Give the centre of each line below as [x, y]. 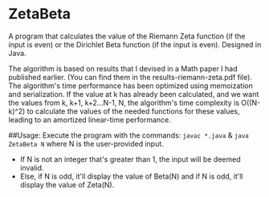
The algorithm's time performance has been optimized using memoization [130, 86]
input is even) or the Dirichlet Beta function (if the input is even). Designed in [135, 44]
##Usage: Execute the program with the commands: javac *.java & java [128, 135]
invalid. [32, 167]
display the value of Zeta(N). [67, 184]
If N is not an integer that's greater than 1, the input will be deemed [130, 159]
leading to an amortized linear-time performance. [90, 119]
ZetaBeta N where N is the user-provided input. [86, 143]
